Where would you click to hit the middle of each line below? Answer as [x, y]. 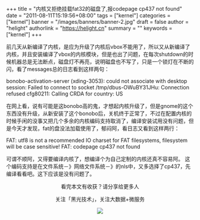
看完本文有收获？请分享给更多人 [100, 186]
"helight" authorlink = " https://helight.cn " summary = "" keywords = [89, 28]
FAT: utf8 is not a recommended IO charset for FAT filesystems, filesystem [97, 140]
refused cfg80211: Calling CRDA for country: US [65, 94]
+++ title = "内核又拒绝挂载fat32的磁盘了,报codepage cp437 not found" [94, 9]
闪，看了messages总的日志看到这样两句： [58, 69]
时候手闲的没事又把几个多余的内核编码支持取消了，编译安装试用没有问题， [97, 121]
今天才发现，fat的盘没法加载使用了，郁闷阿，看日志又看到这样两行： [95, 128]
